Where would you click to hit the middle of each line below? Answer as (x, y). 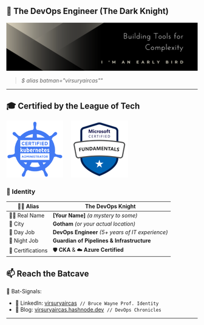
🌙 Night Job (24, 241)
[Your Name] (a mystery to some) (95, 215)
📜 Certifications (28, 251)
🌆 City (16, 224)
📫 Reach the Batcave (48, 273)
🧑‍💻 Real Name (27, 215)
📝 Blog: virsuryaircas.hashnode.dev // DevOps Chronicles (88, 309)
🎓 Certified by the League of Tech (73, 106)
